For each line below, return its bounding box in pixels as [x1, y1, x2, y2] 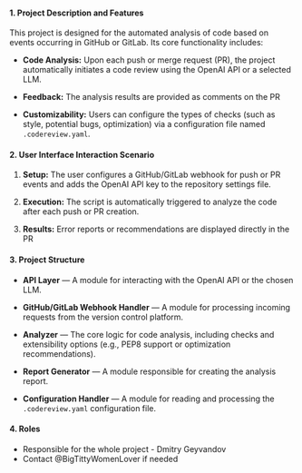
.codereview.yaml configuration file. [22, 402, 157, 413]
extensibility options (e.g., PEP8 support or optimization [22, 339, 231, 350]
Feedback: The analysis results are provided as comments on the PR [22, 92, 281, 103]
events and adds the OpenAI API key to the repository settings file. [22, 179, 272, 190]
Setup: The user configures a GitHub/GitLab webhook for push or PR [22, 169, 281, 181]
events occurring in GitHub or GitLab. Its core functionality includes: [9, 37, 264, 48]
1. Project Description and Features [9, 7, 144, 18]
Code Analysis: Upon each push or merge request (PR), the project [22, 54, 276, 65]
